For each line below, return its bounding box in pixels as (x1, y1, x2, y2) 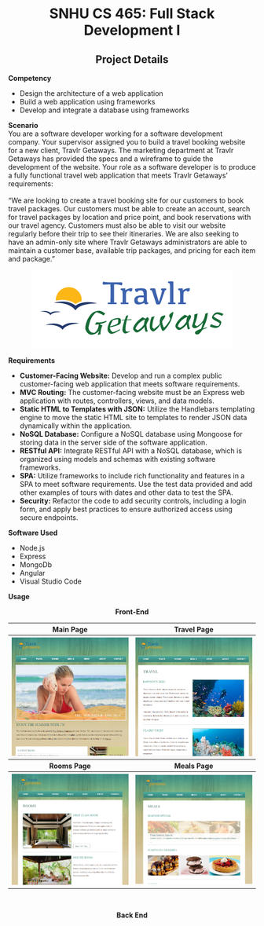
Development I (83, 21, 181, 39)
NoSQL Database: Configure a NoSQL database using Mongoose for (19, 430, 243, 438)
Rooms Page (49, 761, 92, 770)
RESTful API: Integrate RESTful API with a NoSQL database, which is (19, 446, 242, 456)
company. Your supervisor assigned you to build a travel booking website (8, 137, 246, 146)
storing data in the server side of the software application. (19, 437, 208, 447)
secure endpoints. (19, 513, 79, 522)
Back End (116, 910, 148, 920)
